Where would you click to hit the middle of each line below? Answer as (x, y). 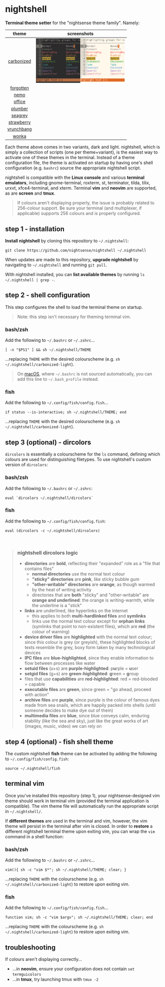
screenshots (80, 34)
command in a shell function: (34, 836)
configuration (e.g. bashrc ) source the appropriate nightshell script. (73, 168)
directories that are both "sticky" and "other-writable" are (90, 595)
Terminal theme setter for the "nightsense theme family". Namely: (72, 23)
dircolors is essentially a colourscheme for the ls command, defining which (83, 454)
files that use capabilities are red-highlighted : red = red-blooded (91, 679)
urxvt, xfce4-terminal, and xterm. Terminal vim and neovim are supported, (81, 188)
